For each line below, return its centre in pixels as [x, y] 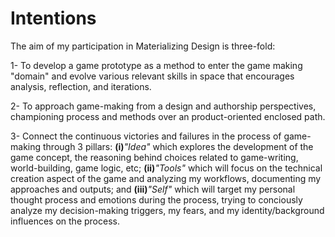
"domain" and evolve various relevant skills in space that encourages [152, 76]
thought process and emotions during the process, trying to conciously [156, 199]
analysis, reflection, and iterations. [81, 86]
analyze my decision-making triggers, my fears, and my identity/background [167, 210]
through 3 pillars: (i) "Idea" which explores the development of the [178, 146]
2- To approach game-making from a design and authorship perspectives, [163, 106]
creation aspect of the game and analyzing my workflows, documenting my [166, 178]
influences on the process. [65, 221]
